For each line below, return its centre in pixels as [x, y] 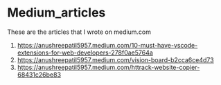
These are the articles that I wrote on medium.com [79, 32]
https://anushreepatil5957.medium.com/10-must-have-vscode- [107, 45]
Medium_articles [56, 13]
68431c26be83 [39, 75]
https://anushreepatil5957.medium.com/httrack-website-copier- [108, 67]
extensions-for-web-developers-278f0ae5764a [85, 53]
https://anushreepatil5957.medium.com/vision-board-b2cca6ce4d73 [115, 59]
